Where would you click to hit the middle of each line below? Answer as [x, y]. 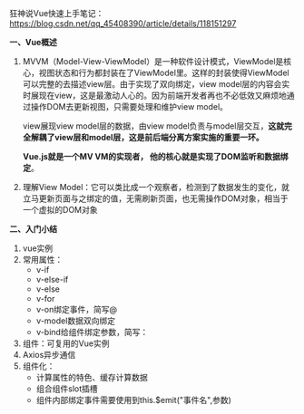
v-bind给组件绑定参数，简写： [92, 332]
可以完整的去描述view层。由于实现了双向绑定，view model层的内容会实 [156, 84]
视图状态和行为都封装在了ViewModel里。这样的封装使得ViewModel [164, 72]
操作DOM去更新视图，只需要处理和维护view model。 [129, 106]
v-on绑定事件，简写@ [77, 309]
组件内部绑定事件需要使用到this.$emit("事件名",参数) [133, 400]
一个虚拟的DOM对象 [60, 210]
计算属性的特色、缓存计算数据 [92, 377]
